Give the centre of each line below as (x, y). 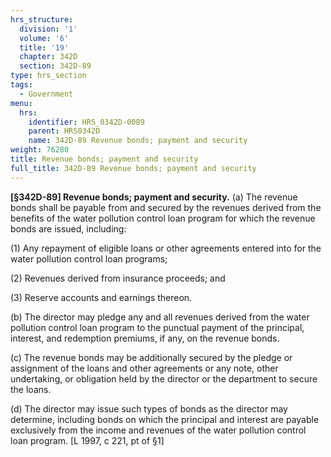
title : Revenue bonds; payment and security (104, 159)
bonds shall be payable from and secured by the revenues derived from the (166, 207)
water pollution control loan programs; (89, 258)
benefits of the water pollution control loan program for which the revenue (163, 218)
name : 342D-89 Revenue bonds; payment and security (138, 141)
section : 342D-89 (55, 66)
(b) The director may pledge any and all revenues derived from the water (160, 317)
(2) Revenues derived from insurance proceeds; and (118, 278)
